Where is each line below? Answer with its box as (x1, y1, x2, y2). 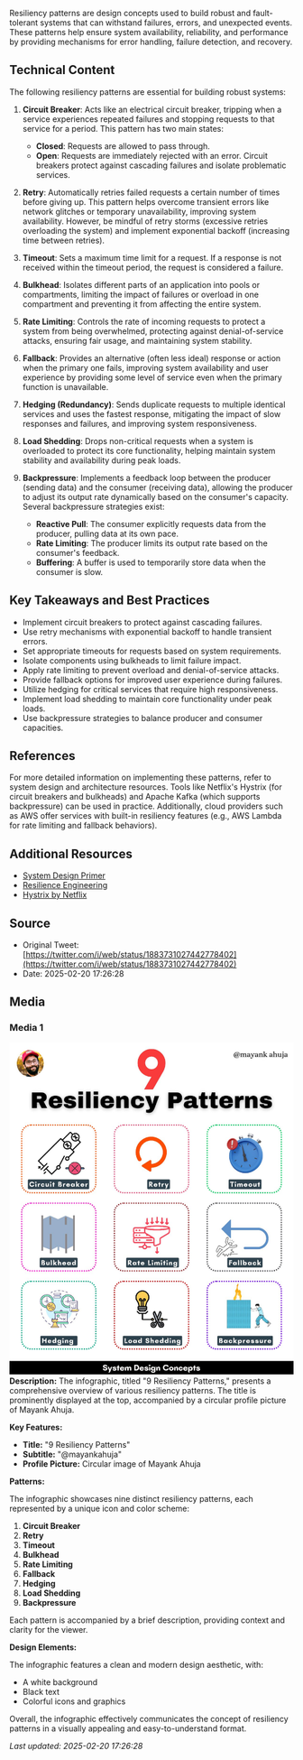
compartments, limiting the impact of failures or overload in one (22, 289, 260, 300)
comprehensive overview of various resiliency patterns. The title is (9, 1385, 257, 1396)
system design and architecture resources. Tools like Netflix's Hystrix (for (9, 782, 282, 792)
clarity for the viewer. (9, 1625, 88, 1635)
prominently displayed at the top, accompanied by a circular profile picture (9, 1394, 287, 1406)
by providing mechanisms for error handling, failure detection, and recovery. (9, 36, 293, 47)
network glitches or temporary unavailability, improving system (22, 206, 257, 217)
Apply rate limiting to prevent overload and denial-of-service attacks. (22, 664, 280, 675)
